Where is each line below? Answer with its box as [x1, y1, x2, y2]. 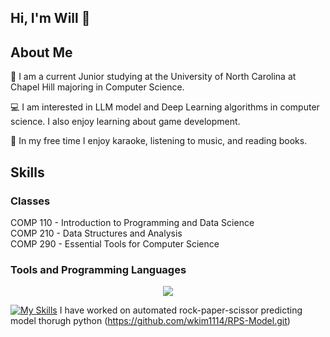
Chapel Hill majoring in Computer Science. [10, 81, 185, 93]
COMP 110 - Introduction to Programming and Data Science [10, 216, 255, 228]
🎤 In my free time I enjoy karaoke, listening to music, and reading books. [10, 135, 308, 147]
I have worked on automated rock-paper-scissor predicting [59, 304, 303, 316]
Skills [10, 164, 45, 181]
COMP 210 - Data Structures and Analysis [10, 227, 183, 239]
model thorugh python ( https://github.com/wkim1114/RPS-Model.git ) [10, 315, 291, 327]
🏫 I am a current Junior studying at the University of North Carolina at [10, 71, 297, 83]
